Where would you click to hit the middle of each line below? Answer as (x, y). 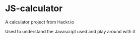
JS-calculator (34, 9)
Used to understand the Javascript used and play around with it (70, 31)
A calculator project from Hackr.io (40, 22)
